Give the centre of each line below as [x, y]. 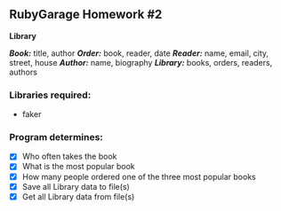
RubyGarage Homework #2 [86, 15]
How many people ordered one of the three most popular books [139, 176]
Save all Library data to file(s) [76, 186]
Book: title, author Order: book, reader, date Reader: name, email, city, [139, 53]
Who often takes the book [69, 156]
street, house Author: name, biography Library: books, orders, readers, [141, 62]
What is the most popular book [78, 167]
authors [24, 72]
